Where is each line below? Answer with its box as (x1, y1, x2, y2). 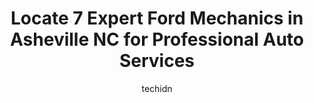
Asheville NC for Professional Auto (10, 28, 304, 51)
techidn (141, 82, 173, 94)
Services (118, 50, 196, 72)
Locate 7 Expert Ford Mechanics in (10, 7, 304, 30)
